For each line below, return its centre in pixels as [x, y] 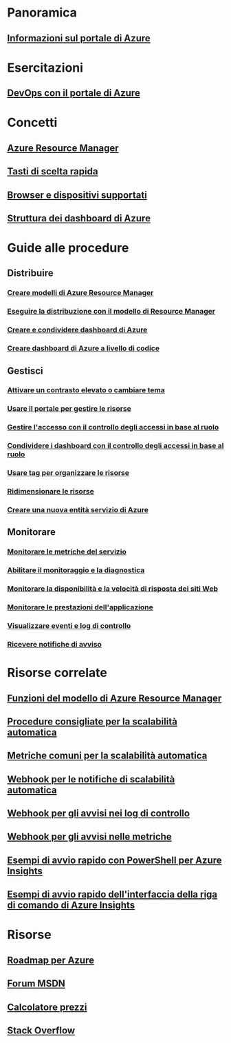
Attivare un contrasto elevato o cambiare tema [86, 390]
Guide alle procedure [68, 248]
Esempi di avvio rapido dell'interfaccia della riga [112, 894]
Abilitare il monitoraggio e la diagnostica [76, 570]
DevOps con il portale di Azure [74, 93]
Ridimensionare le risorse [51, 492]
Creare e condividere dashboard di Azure [77, 330]
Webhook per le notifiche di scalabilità [91, 779]
